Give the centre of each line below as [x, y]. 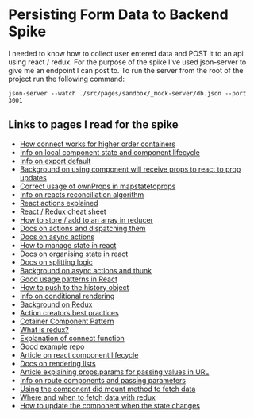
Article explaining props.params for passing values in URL [114, 372]
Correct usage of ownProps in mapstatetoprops [98, 186]
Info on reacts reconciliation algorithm [82, 194]
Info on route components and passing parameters [103, 380]
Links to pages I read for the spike [93, 125]
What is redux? [44, 329]
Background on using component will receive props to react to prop [130, 169]
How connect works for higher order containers [98, 144]
